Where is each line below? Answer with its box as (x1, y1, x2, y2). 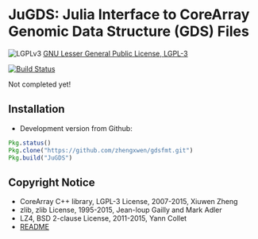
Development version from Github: (19, 123, 133, 133)
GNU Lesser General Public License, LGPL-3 (43, 48, 188, 58)
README (19, 222, 50, 232)
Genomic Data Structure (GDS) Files (8, 22, 250, 40)
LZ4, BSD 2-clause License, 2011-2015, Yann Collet (19, 214, 187, 223)
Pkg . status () (8, 139, 52, 147)
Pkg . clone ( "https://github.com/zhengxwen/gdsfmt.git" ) (8, 146, 194, 154)
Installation (8, 102, 65, 116)
